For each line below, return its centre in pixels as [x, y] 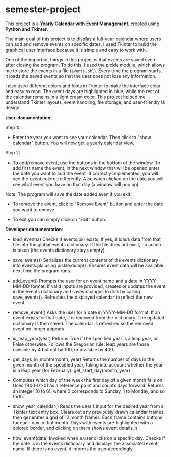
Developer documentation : [34, 229]
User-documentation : [28, 117]
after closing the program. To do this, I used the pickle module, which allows [85, 65]
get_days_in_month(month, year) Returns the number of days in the [83, 359]
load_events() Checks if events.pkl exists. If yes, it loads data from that [87, 239]
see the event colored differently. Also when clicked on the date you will [88, 179]
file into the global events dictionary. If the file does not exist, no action [87, 244]
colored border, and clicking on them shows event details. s [75, 428]
